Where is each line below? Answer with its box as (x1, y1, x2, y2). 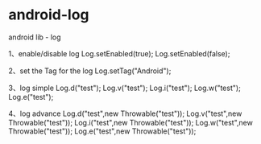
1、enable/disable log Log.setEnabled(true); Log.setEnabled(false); (8, 48, 230, 58)
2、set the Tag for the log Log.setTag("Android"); (8, 66, 172, 76)
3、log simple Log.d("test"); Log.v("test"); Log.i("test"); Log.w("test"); (8, 83, 242, 93)
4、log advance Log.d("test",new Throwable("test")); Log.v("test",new (8, 109, 242, 118)
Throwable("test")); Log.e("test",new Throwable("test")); (8, 126, 197, 136)
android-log (8, 6, 90, 24)
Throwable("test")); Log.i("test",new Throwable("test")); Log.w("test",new (8, 117, 254, 127)
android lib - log (8, 32, 62, 42)
